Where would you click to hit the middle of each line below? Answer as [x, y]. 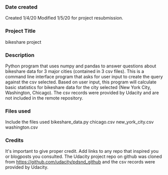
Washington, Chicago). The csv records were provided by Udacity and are [82, 93]
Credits [14, 140]
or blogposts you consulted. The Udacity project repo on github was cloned [84, 156]
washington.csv [22, 127]
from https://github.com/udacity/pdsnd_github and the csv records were [80, 162]
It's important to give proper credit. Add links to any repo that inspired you [82, 151]
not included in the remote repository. [44, 98]
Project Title [21, 31]
